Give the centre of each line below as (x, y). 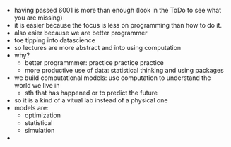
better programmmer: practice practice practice (94, 63)
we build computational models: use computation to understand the (112, 78)
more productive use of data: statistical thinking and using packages (124, 70)
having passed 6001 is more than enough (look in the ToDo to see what (117, 10)
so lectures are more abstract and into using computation (97, 48)
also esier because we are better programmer (81, 33)
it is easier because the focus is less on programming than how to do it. (118, 25)
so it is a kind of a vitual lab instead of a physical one (91, 100)
